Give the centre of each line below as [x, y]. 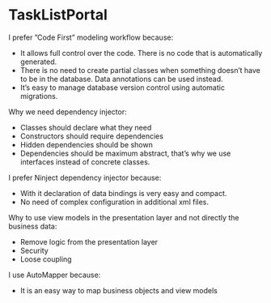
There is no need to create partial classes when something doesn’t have [140, 70]
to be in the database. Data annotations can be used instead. [121, 79]
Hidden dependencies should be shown [87, 144]
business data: [33, 226]
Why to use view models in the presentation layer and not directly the [124, 217]
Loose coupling [46, 259]
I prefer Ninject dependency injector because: [85, 177]
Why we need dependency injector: [68, 112]
